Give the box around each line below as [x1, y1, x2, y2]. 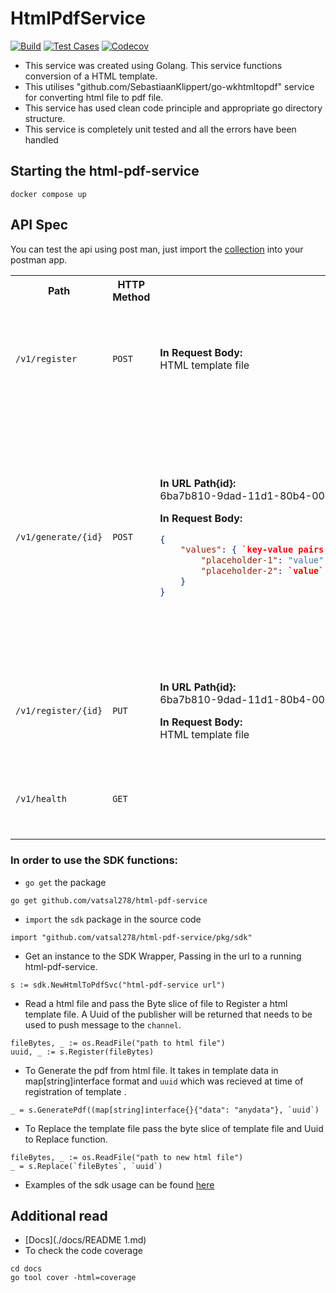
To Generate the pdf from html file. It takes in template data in [24, 1064, 279, 1076]
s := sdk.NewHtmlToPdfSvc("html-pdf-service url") [10, 980, 226, 990]
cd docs [10, 1264, 43, 1274]
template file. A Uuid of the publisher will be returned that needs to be [24, 1008, 313, 1020]
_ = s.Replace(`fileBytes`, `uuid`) [10, 1161, 163, 1171]
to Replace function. [24, 1133, 108, 1145]
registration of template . [24, 1085, 127, 1097]
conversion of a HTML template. [24, 70, 158, 82]
